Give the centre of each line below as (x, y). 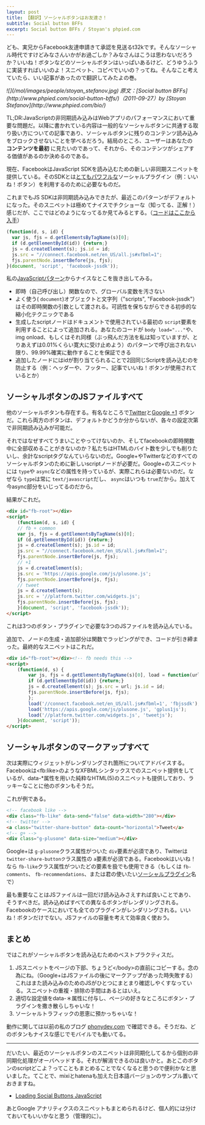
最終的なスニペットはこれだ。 (60, 646)
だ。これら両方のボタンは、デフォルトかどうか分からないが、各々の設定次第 (103, 420)
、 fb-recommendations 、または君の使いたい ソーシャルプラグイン (110, 874)
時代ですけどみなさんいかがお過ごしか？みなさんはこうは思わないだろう (102, 55)
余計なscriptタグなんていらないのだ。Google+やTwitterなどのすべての (110, 456)
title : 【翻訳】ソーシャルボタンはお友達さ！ (57, 18)
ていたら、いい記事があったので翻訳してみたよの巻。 (73, 78)
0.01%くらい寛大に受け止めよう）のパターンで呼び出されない (119, 345)
